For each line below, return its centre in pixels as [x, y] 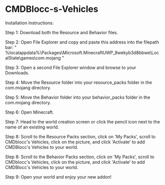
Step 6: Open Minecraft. [30, 112]
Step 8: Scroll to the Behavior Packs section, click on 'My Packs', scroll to [80, 157]
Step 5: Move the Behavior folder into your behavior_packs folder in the [78, 97]
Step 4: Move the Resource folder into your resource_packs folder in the [79, 82]
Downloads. [17, 72]
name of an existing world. [32, 127]
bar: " [11, 47]
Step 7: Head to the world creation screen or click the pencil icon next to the [83, 122]
